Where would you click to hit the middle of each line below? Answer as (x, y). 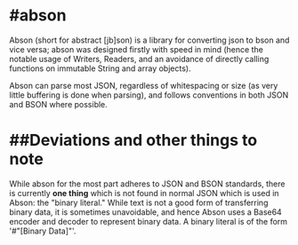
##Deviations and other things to (133, 141)
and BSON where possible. (59, 104)
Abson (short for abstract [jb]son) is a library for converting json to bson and (149, 40)
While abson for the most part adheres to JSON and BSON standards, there (147, 184)
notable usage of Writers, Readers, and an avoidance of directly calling (139, 59)
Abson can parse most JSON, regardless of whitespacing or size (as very (144, 85)
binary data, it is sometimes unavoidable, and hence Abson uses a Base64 (145, 212)
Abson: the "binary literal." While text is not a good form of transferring (139, 202)
